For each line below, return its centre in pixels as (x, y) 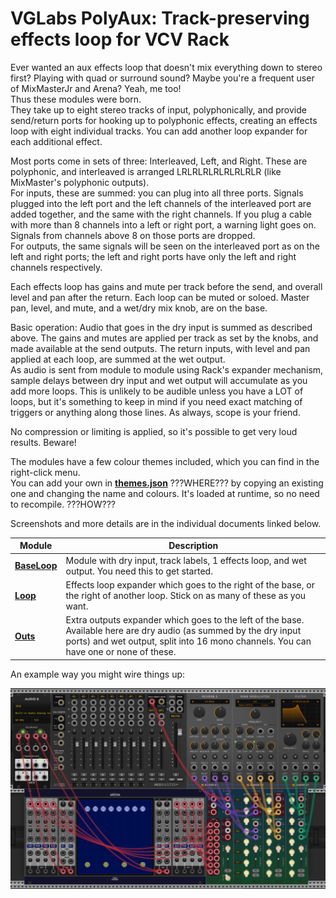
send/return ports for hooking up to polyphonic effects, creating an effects (164, 120)
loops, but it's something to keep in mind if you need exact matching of (156, 401)
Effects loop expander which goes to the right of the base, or (190, 584)
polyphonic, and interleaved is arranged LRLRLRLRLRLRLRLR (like (146, 171)
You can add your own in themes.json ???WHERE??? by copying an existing (167, 483)
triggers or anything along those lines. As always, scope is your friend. (155, 412)
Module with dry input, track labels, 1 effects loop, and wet (186, 560)
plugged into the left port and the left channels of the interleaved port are (161, 203)
